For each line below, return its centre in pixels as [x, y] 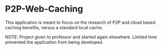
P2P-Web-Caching [44, 9]
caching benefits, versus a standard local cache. [54, 27]
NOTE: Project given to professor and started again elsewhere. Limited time [81, 37]
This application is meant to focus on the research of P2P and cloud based [80, 22]
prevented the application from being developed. [54, 42]
